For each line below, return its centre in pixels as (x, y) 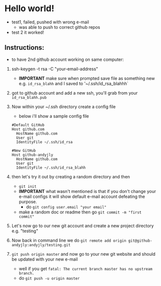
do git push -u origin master (49, 278)
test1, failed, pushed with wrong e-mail (50, 22)
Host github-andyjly (32, 155)
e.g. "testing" (25, 231)
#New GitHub (24, 151)
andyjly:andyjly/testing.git (41, 245)
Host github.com (28, 129)
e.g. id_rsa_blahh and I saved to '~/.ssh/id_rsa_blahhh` (74, 83)
